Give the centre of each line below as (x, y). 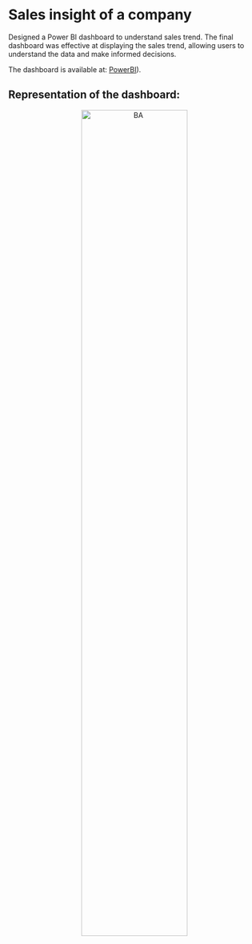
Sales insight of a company (100, 15)
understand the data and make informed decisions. (92, 54)
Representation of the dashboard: (94, 95)
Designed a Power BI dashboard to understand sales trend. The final (121, 37)
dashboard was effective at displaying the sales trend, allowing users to (126, 45)
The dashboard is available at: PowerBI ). (75, 69)
